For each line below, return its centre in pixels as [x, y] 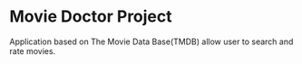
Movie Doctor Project [91, 17]
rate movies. [33, 50]
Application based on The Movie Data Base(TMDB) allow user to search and [151, 41]
